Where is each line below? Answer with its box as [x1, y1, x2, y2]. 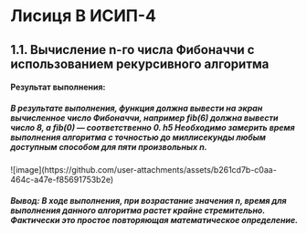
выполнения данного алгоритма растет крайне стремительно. [10, 205, 266, 216]
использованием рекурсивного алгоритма [10, 56, 270, 71]
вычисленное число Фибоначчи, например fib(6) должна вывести [10, 112, 279, 123]
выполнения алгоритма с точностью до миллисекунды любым [10, 132, 266, 143]
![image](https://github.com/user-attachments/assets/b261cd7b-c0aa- [10, 165, 277, 175]
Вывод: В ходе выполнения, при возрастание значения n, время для [10, 195, 287, 206]
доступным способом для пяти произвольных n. [10, 141, 208, 152]
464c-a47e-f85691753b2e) [10, 175, 114, 186]
